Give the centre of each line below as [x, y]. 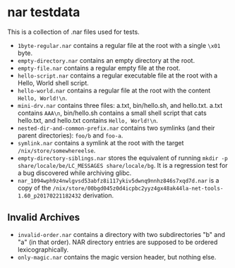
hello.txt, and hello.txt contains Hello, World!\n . [88, 120]
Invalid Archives [44, 218]
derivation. [98, 195]
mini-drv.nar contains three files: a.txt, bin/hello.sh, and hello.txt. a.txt [120, 105]
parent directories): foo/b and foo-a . [70, 135]
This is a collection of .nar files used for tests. [73, 32]
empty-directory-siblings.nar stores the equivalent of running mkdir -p [122, 158]
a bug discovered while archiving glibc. [74, 173]
